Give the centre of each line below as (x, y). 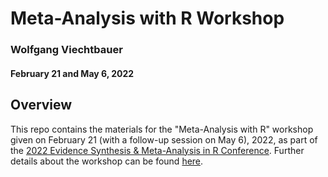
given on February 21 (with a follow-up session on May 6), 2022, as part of (164, 139)
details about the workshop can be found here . (107, 161)
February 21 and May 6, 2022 (72, 73)
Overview (41, 105)
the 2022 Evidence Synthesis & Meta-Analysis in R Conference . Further (157, 150)
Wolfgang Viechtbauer (66, 50)
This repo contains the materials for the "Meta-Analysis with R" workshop (162, 129)
